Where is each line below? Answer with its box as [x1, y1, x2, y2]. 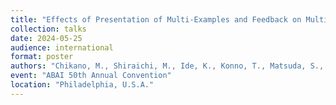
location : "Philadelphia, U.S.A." [10, 80, 155, 90]
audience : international [10, 42, 114, 53]
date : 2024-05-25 [10, 33, 83, 43]
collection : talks [10, 24, 87, 34]
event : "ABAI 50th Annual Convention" [10, 71, 172, 81]
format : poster [10, 52, 74, 62]
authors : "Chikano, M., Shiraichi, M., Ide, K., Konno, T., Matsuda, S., [10, 61, 325, 71]
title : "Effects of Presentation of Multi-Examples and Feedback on [10, 14, 302, 25]
